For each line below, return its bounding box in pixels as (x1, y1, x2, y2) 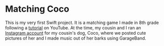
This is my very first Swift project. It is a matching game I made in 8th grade (5, 20, 159, 25)
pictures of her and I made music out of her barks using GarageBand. (5, 35, 147, 41)
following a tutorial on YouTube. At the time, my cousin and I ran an (5, 24, 141, 30)
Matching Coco (5, 3, 70, 15)
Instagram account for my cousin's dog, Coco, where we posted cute (5, 30, 146, 36)
